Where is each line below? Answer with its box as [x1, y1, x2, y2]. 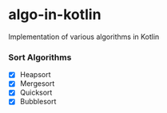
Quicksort [19, 88, 53, 97]
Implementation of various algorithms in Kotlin [8, 32, 160, 41]
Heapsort [19, 70, 51, 80]
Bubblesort [19, 97, 57, 107]
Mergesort [19, 79, 55, 88]
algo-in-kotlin [8, 6, 101, 24]
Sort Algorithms [8, 52, 72, 63]
